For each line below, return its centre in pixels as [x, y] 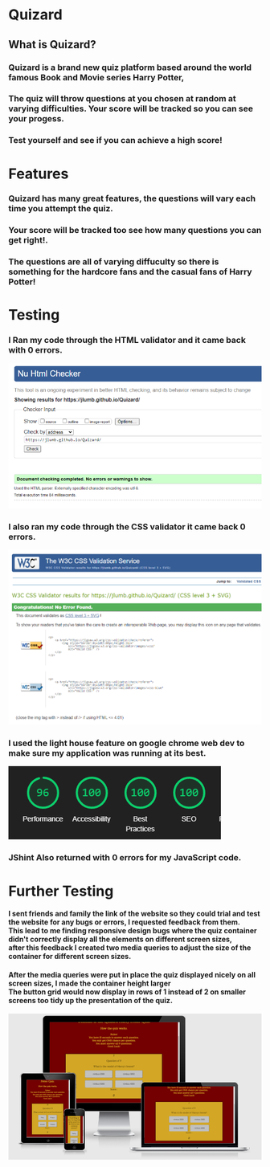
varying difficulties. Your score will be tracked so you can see [131, 108]
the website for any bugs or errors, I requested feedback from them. [125, 922]
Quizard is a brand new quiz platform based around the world [130, 67]
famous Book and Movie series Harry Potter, [96, 77]
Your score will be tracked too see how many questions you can [135, 231]
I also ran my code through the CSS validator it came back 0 [127, 526]
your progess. [36, 119]
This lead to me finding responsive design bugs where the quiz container [133, 931]
